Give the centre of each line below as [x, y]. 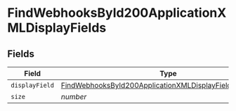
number [74, 97]
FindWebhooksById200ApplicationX [117, 13]
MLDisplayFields [57, 28]
